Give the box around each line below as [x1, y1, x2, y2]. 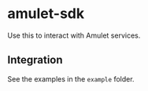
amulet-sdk [7, 5, 84, 23]
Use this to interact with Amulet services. [7, 31, 141, 40]
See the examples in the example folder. [7, 74, 135, 83]
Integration [7, 53, 64, 67]
